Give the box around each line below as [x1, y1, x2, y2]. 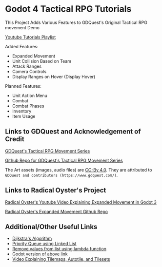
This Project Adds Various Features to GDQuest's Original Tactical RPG [5, 19, 147, 25]
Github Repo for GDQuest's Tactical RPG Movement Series [5, 157, 123, 163]
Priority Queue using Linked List [12, 241, 77, 247]
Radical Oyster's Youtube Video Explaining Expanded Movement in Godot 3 [5, 199, 157, 205]
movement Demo [5, 24, 40, 30]
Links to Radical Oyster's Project [5, 186, 106, 194]
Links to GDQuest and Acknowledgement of [5, 128, 141, 136]
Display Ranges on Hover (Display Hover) [12, 74, 96, 79]
